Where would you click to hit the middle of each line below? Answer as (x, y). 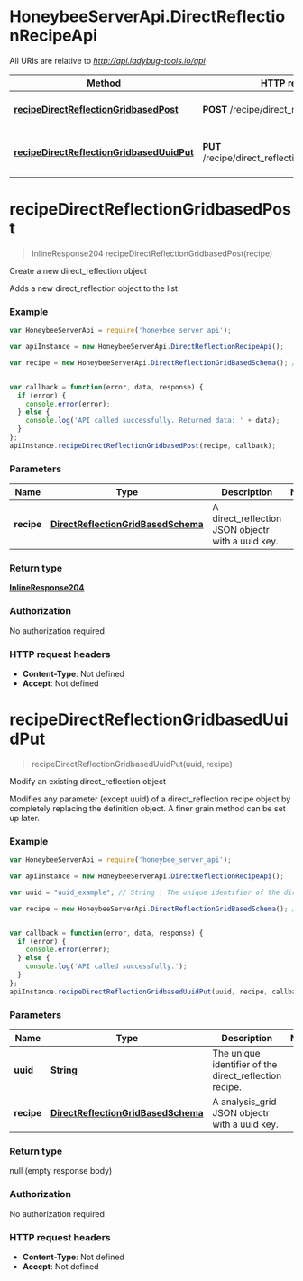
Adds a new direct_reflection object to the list (94, 288)
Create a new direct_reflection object (78, 270)
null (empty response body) (61, 1171)
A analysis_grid (244, 1102)
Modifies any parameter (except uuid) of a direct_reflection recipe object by (150, 799)
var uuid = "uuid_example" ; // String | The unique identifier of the (145, 892)
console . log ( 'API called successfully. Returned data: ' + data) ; (153, 421)
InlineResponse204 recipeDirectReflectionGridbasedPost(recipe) (152, 253)
